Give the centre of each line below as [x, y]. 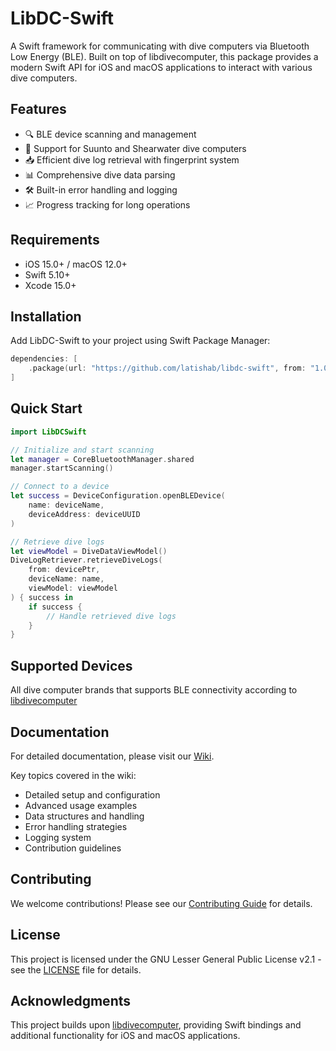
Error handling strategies [76, 826]
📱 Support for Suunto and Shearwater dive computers [135, 148]
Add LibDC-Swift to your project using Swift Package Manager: [140, 341]
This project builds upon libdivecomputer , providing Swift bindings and [156, 1025]
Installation [46, 316]
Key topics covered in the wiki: [73, 775]
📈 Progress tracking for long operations [107, 204]
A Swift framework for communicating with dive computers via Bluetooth [160, 46]
